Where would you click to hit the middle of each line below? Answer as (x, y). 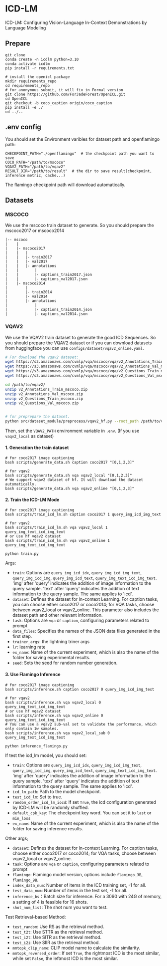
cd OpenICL (16, 99)
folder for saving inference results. (48, 828)
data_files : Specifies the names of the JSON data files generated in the (86, 631)
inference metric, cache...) (35, 175)
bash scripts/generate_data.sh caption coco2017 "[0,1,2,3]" (70, 463)
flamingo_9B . (25, 880)
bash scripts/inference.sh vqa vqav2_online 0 (54, 716)
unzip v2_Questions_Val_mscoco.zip (42, 403)
